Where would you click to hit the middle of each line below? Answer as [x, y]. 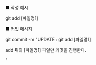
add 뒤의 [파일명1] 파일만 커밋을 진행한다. [46, 50]
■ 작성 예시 [17, 7]
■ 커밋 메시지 [19, 29]
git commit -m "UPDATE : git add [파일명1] [48, 40]
